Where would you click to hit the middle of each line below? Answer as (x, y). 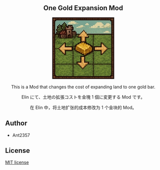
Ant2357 (21, 135)
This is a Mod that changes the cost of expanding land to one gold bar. (83, 87)
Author (16, 123)
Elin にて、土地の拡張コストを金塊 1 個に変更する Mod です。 (83, 97)
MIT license (17, 163)
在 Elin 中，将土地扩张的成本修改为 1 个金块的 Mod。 (83, 107)
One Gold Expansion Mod (83, 8)
